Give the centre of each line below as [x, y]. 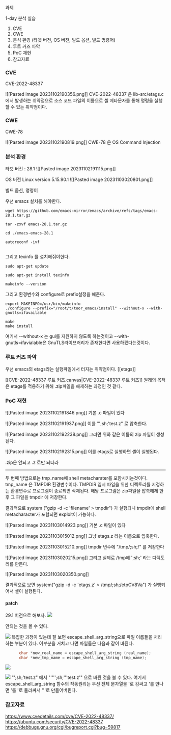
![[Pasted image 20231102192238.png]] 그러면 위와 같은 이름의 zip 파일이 [80, 434]
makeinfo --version [26, 284]
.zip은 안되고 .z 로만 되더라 [32, 462]
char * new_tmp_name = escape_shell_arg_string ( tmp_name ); [82, 658]
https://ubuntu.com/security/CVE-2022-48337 [54, 721]
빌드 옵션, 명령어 [22, 190]
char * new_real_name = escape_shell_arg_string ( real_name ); [85, 653]
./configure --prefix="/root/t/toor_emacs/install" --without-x [75, 308]
